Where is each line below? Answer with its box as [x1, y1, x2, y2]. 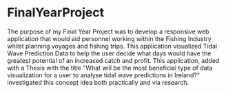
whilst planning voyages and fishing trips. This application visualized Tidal [7, 42, 218, 50]
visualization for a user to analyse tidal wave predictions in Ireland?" [7, 70, 201, 79]
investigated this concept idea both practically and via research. [7, 78, 189, 86]
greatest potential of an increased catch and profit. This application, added [7, 56, 220, 64]
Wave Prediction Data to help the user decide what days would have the [7, 49, 212, 57]
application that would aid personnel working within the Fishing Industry [7, 34, 212, 42]
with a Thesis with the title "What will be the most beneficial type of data [7, 64, 213, 72]
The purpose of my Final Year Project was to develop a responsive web [7, 27, 209, 36]
